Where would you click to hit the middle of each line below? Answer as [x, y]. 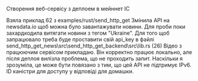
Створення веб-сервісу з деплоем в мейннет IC [68, 9]
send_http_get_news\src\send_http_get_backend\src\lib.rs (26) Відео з [94, 46]
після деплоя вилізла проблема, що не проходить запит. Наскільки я [94, 58]
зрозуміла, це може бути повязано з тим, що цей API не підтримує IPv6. [99, 65]
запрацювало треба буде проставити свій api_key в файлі [80, 39]
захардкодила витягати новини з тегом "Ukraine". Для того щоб [88, 33]
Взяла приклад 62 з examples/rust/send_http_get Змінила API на [88, 20]
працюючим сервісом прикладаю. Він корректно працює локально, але [99, 52]
